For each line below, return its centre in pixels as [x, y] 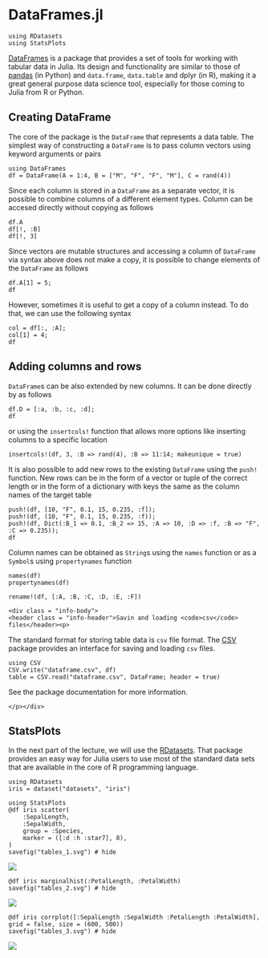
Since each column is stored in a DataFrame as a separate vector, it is [122, 190]
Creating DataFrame [60, 118]
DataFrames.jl [56, 15]
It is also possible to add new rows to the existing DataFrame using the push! [133, 469]
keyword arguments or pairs [55, 153]
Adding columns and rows [75, 367]
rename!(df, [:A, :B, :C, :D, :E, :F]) [75, 597]
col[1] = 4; [28, 335]
